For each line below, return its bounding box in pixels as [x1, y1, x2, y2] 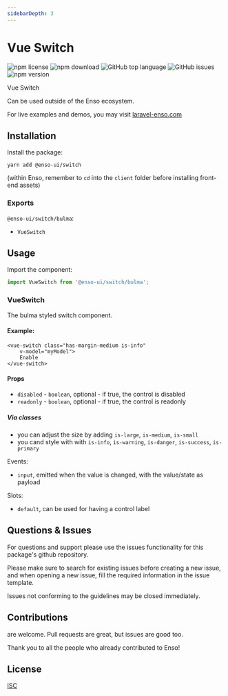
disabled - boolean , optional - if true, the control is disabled [17, 390, 186, 399]
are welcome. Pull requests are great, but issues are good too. [7, 630, 184, 638]
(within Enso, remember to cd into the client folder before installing [7, 174, 199, 182]
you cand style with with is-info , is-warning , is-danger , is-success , [17, 438, 211, 446]
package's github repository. [7, 550, 89, 559]
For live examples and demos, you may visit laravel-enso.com [7, 110, 183, 118]
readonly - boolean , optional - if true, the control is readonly [17, 397, 186, 406]
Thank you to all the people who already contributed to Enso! [7, 643, 180, 652]
